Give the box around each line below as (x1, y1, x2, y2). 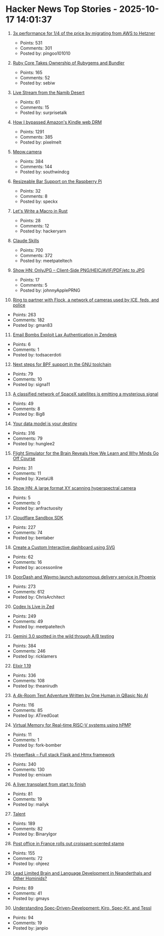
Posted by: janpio (12, 925, 48, 931)
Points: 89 (12, 885, 33, 891)
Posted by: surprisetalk (20, 110, 67, 116)
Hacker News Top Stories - (5, 3, 118, 15)
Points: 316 (12, 430, 35, 436)
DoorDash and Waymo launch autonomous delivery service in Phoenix (12, 574, 156, 580)
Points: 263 (12, 312, 36, 317)
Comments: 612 (12, 588, 45, 594)
